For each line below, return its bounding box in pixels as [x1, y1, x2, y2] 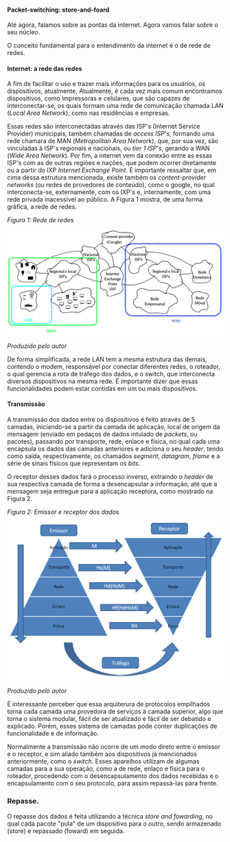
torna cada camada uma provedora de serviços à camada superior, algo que [7, 707, 224, 715]
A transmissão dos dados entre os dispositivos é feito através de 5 [7, 415, 196, 423]
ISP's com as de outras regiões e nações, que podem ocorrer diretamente [7, 159, 217, 167]
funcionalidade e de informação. [7, 729, 100, 737]
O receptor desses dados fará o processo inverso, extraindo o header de [7, 472, 214, 481]
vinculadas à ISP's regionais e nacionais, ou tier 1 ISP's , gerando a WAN [7, 144, 210, 153]
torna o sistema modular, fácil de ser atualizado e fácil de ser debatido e [7, 715, 211, 723]
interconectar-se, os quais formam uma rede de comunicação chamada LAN [7, 102, 225, 110]
